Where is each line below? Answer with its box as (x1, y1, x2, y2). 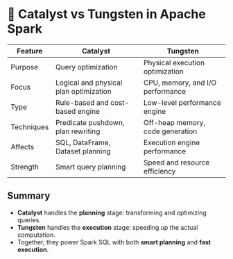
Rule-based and (55, 97, 109, 107)
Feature (16, 46, 43, 56)
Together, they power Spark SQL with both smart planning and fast (17, 237, 212, 246)
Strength (10, 162, 40, 172)
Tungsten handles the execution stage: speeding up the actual (17, 223, 198, 231)
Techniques (10, 122, 49, 131)
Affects (10, 142, 35, 151)
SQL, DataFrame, (55, 137, 111, 147)
